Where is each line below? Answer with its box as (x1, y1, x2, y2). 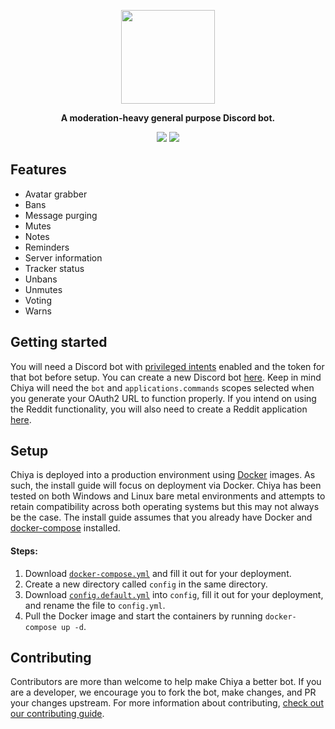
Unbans (24, 273, 58, 285)
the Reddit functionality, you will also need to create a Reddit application (10, 403, 308, 415)
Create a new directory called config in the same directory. (24, 578, 268, 590)
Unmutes (24, 283, 63, 295)
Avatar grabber (24, 188, 88, 200)
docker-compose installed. (10, 522, 121, 534)
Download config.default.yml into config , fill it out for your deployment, (24, 588, 324, 600)
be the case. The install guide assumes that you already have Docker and (10, 511, 313, 524)
